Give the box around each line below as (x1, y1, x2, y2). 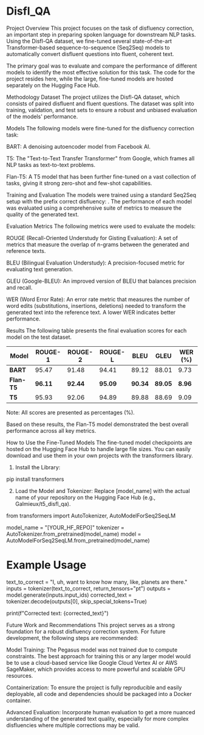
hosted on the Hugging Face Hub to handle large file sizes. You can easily (6, 445, 191, 452)
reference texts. (6, 247, 46, 254)
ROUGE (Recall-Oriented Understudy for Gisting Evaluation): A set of (6, 234, 178, 241)
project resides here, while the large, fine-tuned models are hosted (6, 75, 174, 82)
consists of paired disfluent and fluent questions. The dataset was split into (6, 99, 194, 107)
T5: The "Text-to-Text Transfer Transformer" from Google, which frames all (6, 154, 195, 162)
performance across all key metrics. (6, 427, 97, 434)
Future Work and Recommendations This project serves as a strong (6, 621, 175, 628)
